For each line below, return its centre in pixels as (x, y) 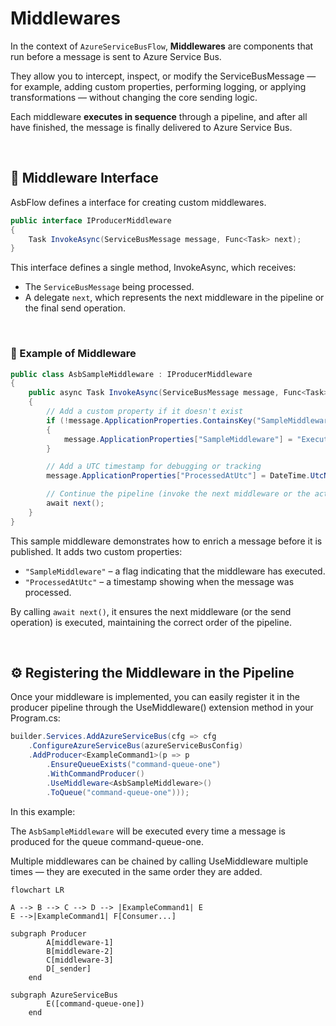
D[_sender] (69, 968)
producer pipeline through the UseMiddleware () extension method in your (162, 708)
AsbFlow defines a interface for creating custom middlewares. (138, 202)
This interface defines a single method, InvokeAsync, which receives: (153, 268)
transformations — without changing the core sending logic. (134, 97)
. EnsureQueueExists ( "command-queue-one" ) (134, 765)
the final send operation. (75, 308)
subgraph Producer (48, 933)
